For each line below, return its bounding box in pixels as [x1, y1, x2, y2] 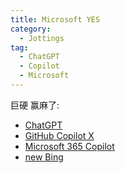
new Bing [24, 151, 64, 163]
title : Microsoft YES [10, 14, 101, 25]
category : [10, 24, 52, 34]
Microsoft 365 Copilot [24, 140, 115, 152]
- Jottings [19, 33, 65, 43]
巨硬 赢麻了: [10, 99, 60, 111]
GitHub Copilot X [24, 129, 95, 141]
